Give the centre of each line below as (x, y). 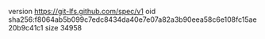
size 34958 (63, 28)
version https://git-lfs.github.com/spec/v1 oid (82, 11)
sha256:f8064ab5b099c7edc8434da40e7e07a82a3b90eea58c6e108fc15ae (132, 19)
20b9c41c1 (26, 28)
